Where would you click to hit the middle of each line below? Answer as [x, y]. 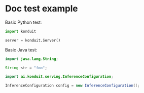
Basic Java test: [21, 49]
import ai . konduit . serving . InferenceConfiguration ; [59, 77]
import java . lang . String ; [32, 59]
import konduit [21, 31]
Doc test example [41, 9]
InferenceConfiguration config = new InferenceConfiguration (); [72, 86]
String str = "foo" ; [26, 68]
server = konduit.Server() [33, 40]
